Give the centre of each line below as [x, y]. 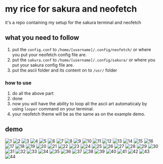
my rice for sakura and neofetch [71, 9]
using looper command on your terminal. [53, 109]
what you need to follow [42, 38]
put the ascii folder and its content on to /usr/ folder [65, 70]
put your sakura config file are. [43, 65]
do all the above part [33, 93]
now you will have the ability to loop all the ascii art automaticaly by [80, 104]
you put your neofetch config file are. [49, 55]
